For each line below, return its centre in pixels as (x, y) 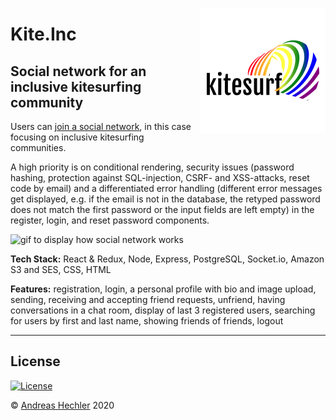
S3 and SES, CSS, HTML (61, 269)
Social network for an (78, 71)
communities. (38, 147)
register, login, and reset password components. (110, 220)
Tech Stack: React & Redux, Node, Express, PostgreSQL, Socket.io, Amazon (167, 259)
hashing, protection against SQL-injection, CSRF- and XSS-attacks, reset (160, 177)
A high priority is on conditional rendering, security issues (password (152, 167)
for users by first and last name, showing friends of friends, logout (147, 321)
